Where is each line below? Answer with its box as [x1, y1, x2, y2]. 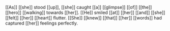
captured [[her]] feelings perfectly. [5, 20, 78, 26]
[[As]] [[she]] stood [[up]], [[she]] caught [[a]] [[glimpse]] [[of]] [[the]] [5, 4, 152, 10]
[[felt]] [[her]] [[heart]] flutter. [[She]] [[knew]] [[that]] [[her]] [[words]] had [5, 15, 162, 20]
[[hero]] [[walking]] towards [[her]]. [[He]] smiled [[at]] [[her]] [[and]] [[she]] [5, 9, 165, 15]
